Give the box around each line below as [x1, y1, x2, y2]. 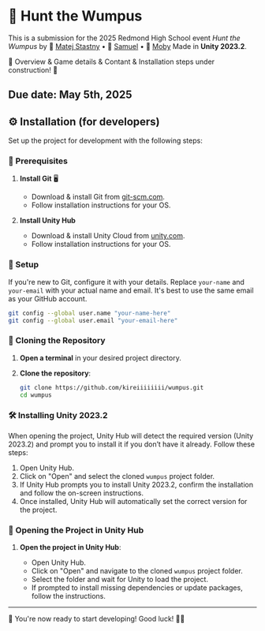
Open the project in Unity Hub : [19, 543, 121, 552]
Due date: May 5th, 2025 [8, 88, 132, 102]
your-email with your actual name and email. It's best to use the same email [8, 286, 254, 295]
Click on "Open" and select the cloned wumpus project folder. [19, 471, 215, 480]
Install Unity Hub [19, 216, 77, 226]
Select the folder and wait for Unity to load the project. [31, 575, 209, 584]
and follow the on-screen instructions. [19, 488, 144, 498]
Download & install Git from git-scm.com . [31, 192, 166, 202]
